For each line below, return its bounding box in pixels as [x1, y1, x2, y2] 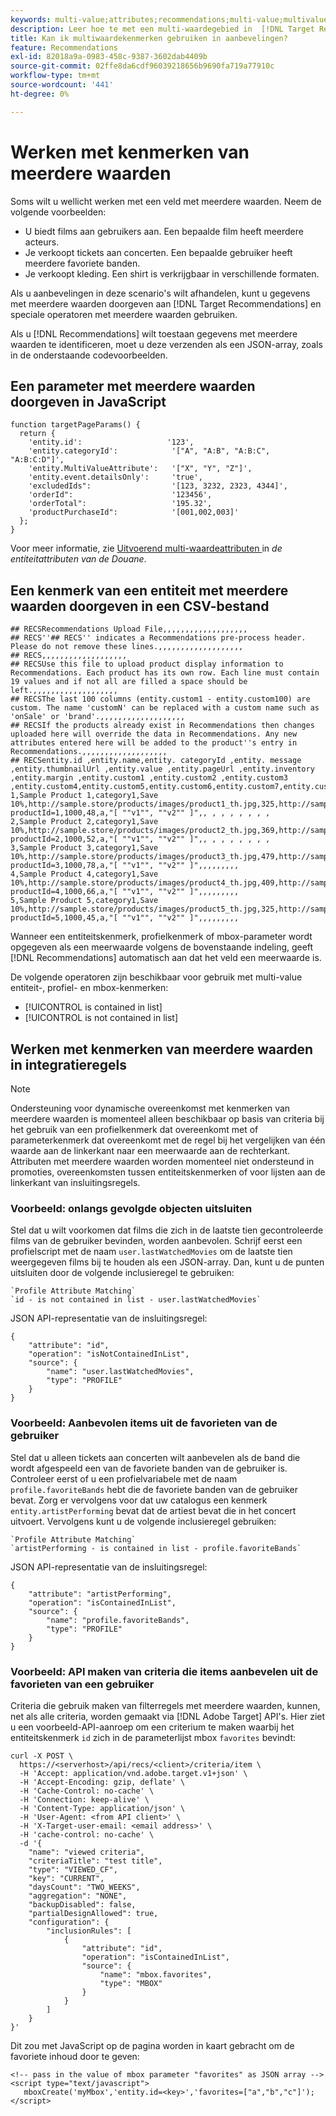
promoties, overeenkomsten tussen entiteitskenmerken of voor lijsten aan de [10, 1166, 326, 1178]
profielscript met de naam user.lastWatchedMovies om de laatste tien [10, 1246, 293, 1258]
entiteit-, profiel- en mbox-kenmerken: [10, 982, 169, 994]
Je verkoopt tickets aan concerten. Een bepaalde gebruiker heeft [24, 246, 293, 258]
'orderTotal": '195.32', [28, 499, 213, 509]
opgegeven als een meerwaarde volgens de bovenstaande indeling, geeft [10, 941, 314, 953]
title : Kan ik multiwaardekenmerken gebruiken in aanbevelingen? [10, 33, 288, 43]
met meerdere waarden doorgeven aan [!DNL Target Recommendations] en [10, 297, 322, 310]
